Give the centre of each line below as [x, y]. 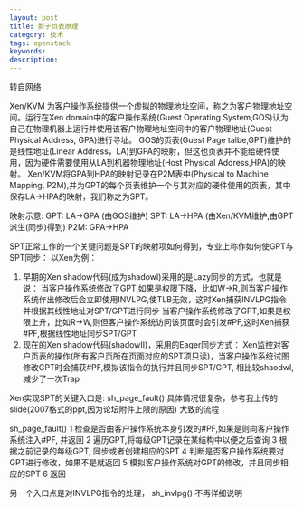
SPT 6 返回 [45, 474]
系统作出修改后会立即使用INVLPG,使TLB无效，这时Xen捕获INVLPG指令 [155, 299]
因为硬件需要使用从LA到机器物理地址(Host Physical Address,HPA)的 [151, 163]
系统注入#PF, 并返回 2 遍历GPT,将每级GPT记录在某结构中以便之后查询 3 [143, 440]
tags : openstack [40, 43]
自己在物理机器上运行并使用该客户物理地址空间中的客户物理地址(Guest [141, 129]
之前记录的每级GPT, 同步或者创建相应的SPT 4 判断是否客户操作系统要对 [151, 451]
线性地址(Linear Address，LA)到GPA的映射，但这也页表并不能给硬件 [144, 151]
